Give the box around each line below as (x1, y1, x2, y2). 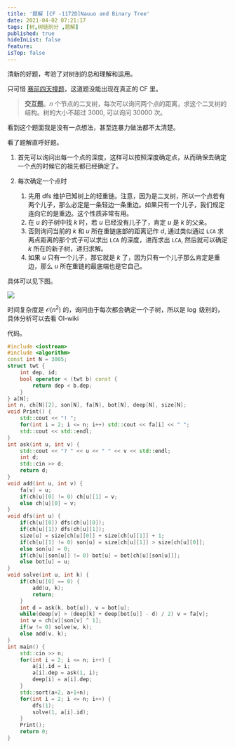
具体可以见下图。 (7, 277, 57, 285)
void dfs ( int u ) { (7, 513, 61, 520)
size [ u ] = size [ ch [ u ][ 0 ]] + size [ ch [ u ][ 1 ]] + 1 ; (20, 532, 165, 539)
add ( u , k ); (32, 584, 65, 591)
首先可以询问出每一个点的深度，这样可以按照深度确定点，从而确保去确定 (17, 152, 227, 162)
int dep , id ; (20, 369, 58, 376)
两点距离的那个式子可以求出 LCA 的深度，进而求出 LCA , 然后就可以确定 (27, 235, 228, 244)
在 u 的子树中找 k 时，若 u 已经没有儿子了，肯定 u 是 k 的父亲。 (27, 218, 211, 226)
